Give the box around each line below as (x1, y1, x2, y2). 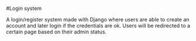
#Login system (6, 5, 42, 12)
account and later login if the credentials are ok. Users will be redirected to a (6, 23, 191, 29)
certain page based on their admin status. (6, 28, 107, 35)
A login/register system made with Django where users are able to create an (6, 16, 190, 23)
